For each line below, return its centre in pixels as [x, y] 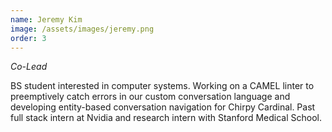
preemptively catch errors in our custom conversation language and [150, 97]
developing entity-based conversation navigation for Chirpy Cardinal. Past [163, 107]
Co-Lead [29, 67]
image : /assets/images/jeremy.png [82, 29]
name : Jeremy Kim [46, 19]
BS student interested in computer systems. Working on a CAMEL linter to [162, 86]
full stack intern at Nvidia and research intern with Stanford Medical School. [166, 118]
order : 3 [28, 38]
